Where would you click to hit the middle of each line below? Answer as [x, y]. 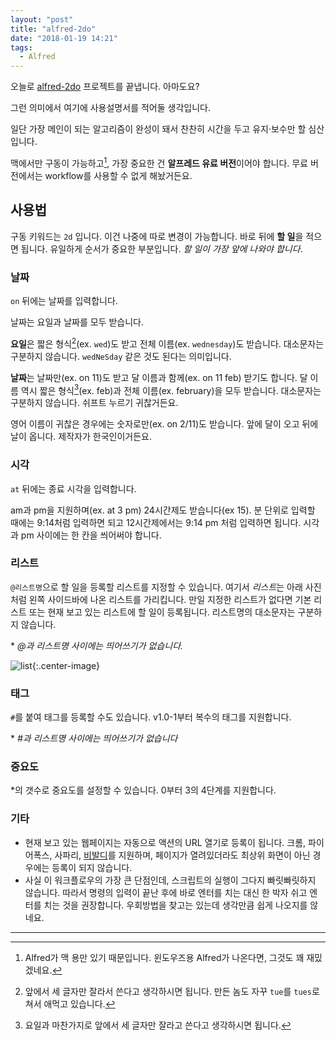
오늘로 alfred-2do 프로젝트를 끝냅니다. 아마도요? [105, 87]
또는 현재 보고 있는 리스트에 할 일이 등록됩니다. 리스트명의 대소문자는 [162, 612]
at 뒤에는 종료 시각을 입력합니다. [73, 488]
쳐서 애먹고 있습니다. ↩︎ [70, 1003]
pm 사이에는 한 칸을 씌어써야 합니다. [91, 535]
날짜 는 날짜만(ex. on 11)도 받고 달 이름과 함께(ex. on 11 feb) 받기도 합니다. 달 [159, 377]
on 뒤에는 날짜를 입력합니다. [64, 300]
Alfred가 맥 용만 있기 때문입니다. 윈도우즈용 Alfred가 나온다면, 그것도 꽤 [164, 957]
